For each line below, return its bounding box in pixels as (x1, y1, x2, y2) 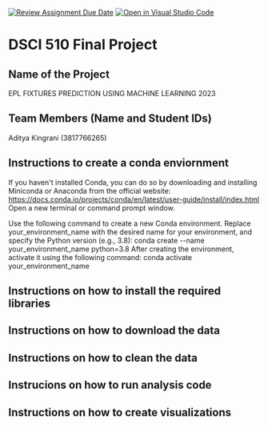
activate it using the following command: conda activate (8, 252, 193, 262)
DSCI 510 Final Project (8, 36, 158, 54)
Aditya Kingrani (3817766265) (8, 133, 107, 142)
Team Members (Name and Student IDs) (8, 112, 212, 126)
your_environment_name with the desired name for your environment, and (8, 227, 253, 236)
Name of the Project (8, 67, 110, 81)
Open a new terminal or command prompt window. (8, 202, 176, 212)
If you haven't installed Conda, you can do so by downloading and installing (8, 177, 258, 187)
